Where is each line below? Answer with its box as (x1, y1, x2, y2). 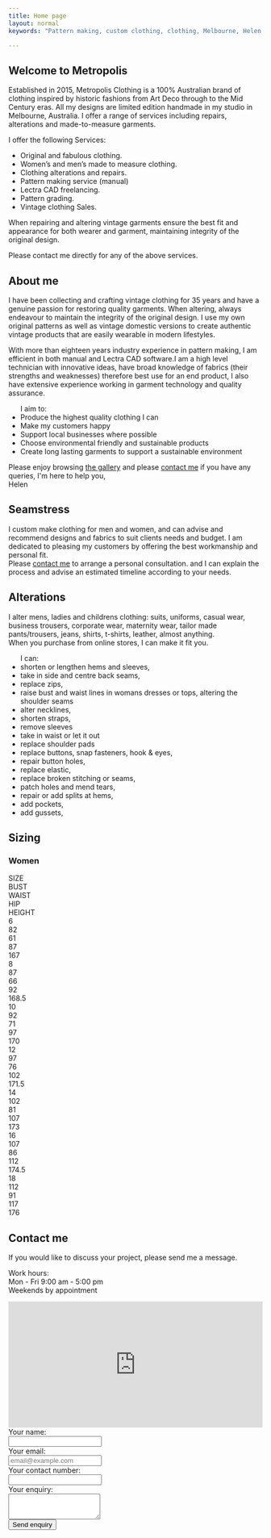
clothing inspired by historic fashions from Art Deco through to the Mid (8, 94, 244, 103)
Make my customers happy (19, 421, 111, 430)
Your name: (8, 1427, 47, 1437)
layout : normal (8, 19, 60, 27)
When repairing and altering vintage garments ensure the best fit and (8, 218, 239, 228)
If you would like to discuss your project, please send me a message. (8, 1252, 238, 1263)
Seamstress (8, 503, 70, 516)
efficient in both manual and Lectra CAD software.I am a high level (8, 354, 228, 363)
